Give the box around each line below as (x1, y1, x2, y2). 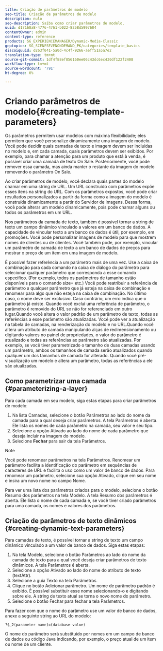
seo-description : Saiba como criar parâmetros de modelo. (5, 20, 125, 26)
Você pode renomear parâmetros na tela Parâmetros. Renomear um (5, 457, 141, 463)
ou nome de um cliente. (5, 641, 52, 647)
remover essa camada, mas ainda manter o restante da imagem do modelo (5, 164, 155, 170)
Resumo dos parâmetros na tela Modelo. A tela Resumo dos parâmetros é (5, 492, 152, 498)
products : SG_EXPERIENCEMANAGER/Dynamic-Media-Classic (5, 39, 118, 44)
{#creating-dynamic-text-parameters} (5, 524, 125, 533)
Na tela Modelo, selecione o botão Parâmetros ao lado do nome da (12, 552, 146, 558)
